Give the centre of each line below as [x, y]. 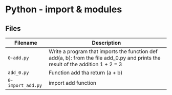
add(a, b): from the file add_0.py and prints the [104, 58]
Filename [26, 43]
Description [106, 43]
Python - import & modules [64, 9]
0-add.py [18, 58]
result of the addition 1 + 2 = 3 [85, 64]
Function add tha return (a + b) [85, 73]
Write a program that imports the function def [103, 51]
